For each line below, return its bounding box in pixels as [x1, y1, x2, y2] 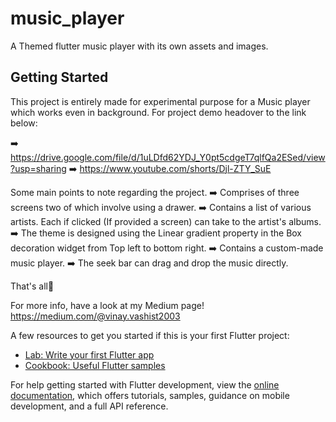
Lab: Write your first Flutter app [24, 348, 155, 361]
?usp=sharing [10, 162, 67, 174]
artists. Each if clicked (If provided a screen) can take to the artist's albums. [10, 215, 322, 227]
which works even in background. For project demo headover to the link [10, 106, 307, 118]
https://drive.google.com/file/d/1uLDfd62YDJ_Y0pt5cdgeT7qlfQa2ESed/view [10, 151, 326, 163]
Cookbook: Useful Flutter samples [24, 359, 166, 371]
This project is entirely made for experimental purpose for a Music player [10, 95, 311, 107]
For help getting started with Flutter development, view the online [10, 378, 280, 391]
